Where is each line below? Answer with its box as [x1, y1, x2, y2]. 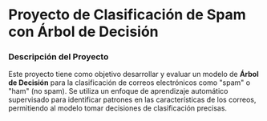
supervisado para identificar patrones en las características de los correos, [8, 95, 257, 105]
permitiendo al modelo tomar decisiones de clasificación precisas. [8, 103, 227, 113]
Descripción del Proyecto [8, 51, 109, 63]
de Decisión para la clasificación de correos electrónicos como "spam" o [8, 78, 251, 87]
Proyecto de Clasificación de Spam [8, 6, 246, 24]
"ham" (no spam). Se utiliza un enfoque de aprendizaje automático [8, 87, 229, 96]
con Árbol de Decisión [8, 22, 159, 41]
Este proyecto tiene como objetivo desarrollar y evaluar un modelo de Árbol [8, 70, 259, 79]
